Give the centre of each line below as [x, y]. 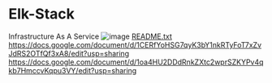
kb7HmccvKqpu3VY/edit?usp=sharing [73, 70]
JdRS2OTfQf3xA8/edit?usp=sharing [69, 53]
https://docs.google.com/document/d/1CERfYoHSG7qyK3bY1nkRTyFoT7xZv [135, 44]
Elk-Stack [42, 14]
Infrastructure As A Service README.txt [90, 36]
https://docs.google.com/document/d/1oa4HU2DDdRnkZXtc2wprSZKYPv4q [136, 62]
